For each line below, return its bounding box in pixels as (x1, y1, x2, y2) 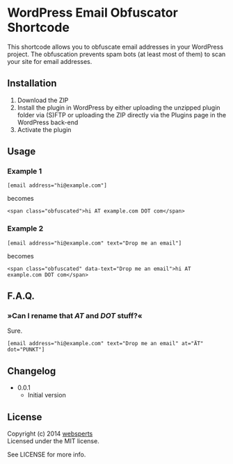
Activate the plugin (17, 125, 72, 133)
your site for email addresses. (7, 57, 93, 65)
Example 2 (7, 224, 44, 233)
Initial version (27, 391, 66, 399)
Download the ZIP (17, 96, 69, 104)
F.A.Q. (7, 290, 35, 302)
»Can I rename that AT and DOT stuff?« (7, 311, 143, 321)
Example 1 (7, 167, 42, 176)
